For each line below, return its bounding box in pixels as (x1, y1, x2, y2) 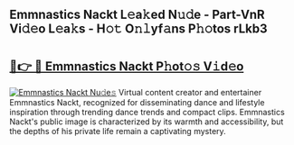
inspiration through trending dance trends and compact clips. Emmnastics (9, 107, 285, 117)
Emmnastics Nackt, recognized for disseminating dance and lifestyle (9, 97, 265, 107)
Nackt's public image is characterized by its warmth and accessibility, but (9, 116, 284, 127)
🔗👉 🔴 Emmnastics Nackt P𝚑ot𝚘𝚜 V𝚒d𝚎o (9, 59, 244, 74)
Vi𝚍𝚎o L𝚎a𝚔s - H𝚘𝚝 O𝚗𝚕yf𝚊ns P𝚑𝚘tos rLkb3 (9, 22, 269, 37)
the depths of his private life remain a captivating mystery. (9, 126, 226, 136)
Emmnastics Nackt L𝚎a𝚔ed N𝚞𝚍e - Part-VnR (9, 7, 265, 23)
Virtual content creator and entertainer (119, 87, 262, 97)
